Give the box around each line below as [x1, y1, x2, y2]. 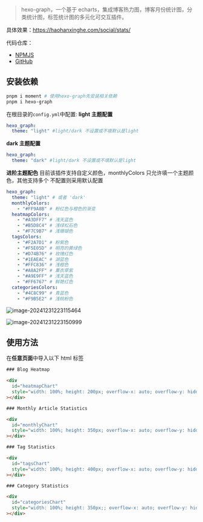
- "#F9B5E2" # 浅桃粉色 [17, 296, 74, 302]
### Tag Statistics [6, 444, 56, 450]
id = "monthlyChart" [11, 422, 59, 428]
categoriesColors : [11, 284, 59, 290]
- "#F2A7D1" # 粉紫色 [17, 239, 69, 246]
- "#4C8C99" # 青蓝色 [17, 290, 69, 296]
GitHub [14, 57, 33, 65]
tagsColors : [11, 234, 42, 240]
